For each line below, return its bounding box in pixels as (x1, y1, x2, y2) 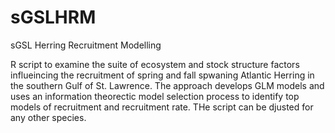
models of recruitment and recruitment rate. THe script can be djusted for (10, 101, 314, 113)
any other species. (10, 111, 87, 123)
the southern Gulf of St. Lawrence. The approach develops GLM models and (10, 79, 325, 91)
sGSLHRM (10, 6, 97, 29)
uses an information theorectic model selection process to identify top (10, 90, 300, 102)
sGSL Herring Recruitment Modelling (10, 39, 162, 51)
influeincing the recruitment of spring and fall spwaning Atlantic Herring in (10, 69, 315, 81)
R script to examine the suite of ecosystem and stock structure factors (10, 58, 300, 70)
